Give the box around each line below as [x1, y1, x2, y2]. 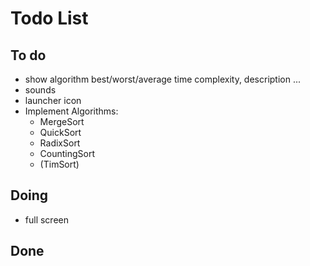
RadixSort [39, 137, 81, 149]
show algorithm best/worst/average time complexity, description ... [24, 73, 302, 85]
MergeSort [39, 116, 85, 127]
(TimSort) [39, 158, 80, 170]
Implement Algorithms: [24, 105, 119, 117]
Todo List [10, 7, 89, 30]
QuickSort [39, 127, 82, 138]
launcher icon [24, 95, 82, 106]
